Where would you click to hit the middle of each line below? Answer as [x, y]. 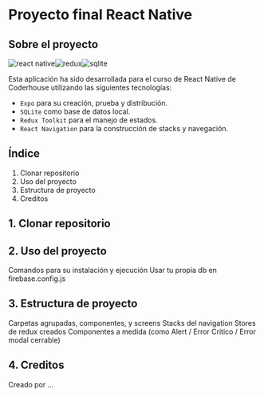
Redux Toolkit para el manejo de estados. [89, 120]
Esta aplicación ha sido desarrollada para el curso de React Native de [122, 79]
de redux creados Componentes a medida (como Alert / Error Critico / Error [132, 331]
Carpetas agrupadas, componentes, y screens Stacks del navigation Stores [132, 323]
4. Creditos [36, 365]
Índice [24, 154]
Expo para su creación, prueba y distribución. [94, 103]
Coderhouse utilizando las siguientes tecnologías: [90, 87]
